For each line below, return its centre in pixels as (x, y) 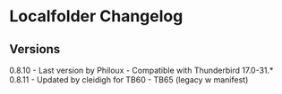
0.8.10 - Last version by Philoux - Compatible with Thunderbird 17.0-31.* (141, 70)
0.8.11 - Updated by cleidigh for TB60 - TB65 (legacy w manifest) (129, 80)
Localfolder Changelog (96, 16)
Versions (35, 49)
